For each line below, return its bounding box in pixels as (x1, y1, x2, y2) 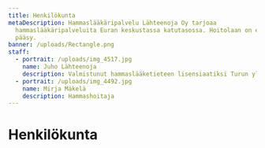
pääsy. (15, 33, 37, 42)
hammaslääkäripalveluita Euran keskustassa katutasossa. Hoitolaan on (15, 26, 252, 34)
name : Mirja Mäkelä (22, 84, 87, 93)
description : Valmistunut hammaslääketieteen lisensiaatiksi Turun (22, 70, 248, 78)
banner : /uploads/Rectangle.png (8, 41, 114, 49)
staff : (8, 48, 30, 56)
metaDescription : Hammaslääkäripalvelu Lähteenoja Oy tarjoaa (8, 19, 217, 27)
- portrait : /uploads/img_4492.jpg (15, 77, 132, 85)
